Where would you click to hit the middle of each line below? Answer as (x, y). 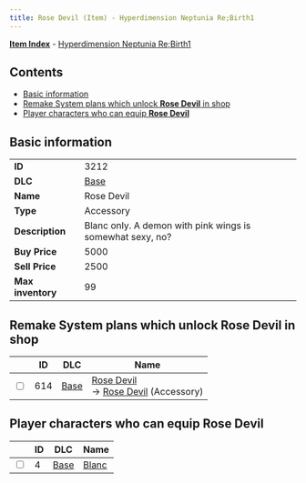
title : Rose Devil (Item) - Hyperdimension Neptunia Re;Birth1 (132, 18)
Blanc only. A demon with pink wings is (168, 226)
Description (40, 231)
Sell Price (35, 267)
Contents (36, 72)
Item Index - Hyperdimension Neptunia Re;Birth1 (100, 44)
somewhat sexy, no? (128, 237)
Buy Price (36, 252)
